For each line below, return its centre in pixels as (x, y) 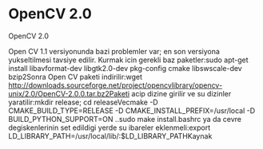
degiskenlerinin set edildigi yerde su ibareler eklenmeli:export (110, 127)
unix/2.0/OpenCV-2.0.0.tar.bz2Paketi (69, 93)
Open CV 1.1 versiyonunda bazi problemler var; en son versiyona (114, 51)
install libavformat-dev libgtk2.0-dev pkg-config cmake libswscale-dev (125, 68)
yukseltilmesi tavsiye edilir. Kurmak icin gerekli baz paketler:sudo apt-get (129, 60)
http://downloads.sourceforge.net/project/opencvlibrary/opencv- (115, 85)
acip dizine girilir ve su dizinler (181, 93)
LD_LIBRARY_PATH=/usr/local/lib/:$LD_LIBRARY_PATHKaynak (110, 135)
